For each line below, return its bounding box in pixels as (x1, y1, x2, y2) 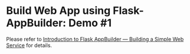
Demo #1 (68, 16, 112, 30)
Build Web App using (6, 4, 111, 17)
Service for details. (6, 42, 52, 49)
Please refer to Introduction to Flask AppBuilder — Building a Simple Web (6, 35, 184, 42)
